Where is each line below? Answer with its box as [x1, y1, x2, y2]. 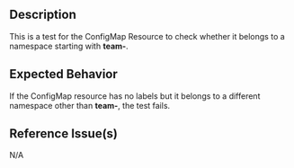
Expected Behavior [9, 66, 119, 82]
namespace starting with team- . [9, 40, 129, 51]
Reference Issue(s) [9, 126, 119, 142]
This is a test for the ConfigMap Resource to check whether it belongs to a [9, 31, 285, 41]
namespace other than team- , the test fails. [9, 100, 171, 111]
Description [9, 7, 76, 22]
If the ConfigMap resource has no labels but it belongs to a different [9, 90, 261, 102]
